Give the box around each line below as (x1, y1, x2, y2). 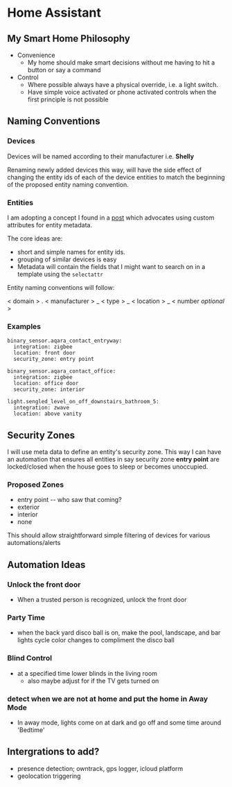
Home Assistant (7, 5, 102, 21)
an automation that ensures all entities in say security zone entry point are (7, 455, 220, 464)
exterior (17, 503, 40, 512)
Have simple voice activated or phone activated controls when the (27, 88, 217, 96)
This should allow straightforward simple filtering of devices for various (7, 531, 211, 539)
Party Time (7, 613, 45, 622)
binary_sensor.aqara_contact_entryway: (7, 337, 123, 345)
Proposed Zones (7, 480, 64, 489)
